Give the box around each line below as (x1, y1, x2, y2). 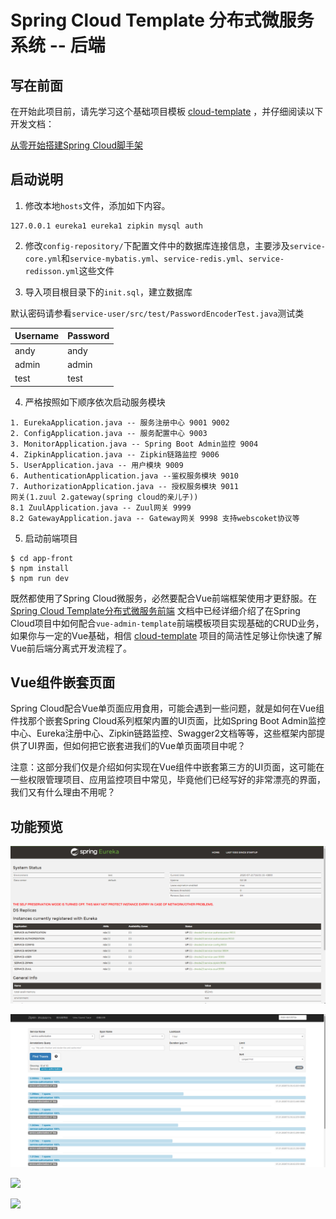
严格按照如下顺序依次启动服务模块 (24, 396, 166, 408)
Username (14, 330, 60, 342)
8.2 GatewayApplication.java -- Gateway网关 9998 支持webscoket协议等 (10, 513, 300, 523)
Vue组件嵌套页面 (10, 674, 116, 691)
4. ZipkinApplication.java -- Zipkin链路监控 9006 (10, 449, 220, 460)
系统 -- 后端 (10, 34, 106, 57)
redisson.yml (24, 266, 80, 276)
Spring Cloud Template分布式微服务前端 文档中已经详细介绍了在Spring (10, 604, 301, 616)
